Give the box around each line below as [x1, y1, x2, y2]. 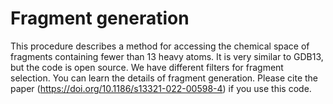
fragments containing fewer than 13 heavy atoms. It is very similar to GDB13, [10, 50, 324, 62]
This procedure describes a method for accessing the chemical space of [10, 40, 310, 52]
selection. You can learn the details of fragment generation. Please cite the [10, 72, 318, 84]
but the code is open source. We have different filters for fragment [10, 61, 284, 73]
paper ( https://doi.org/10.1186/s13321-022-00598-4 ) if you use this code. [10, 82, 312, 94]
